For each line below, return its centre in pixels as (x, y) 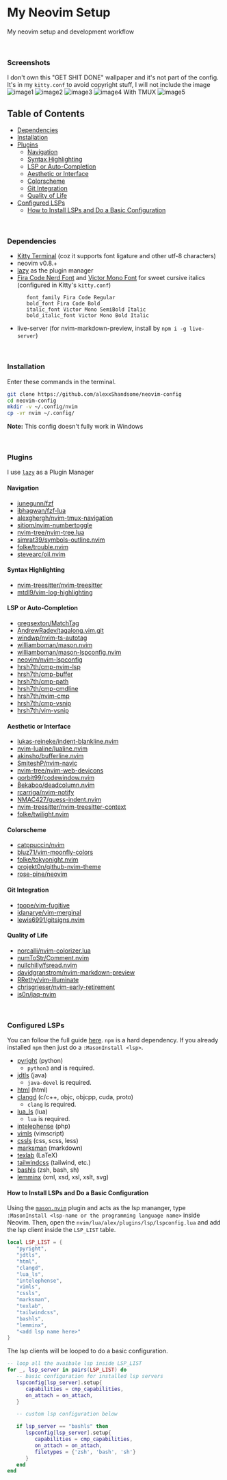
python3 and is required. (61, 1068)
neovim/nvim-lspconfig (50, 660)
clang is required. (52, 1105)
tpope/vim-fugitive (43, 905)
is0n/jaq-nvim (37, 994)
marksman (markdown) (50, 1148)
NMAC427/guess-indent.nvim (59, 800)
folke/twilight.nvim (43, 814)
